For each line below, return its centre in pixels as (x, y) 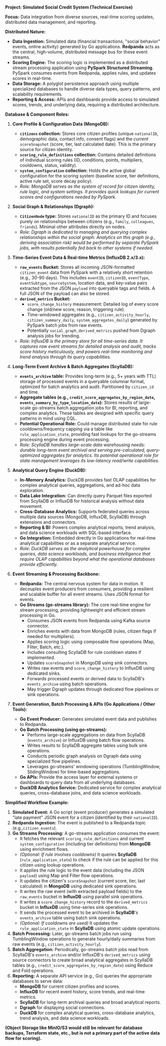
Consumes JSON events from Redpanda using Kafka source (89, 620)
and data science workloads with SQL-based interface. (76, 533)
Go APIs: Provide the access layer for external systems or (79, 777)
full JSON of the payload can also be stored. (65, 293)
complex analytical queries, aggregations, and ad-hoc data (80, 485)
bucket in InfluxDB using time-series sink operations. (74, 907)
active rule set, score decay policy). (56, 181)
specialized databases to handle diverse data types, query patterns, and (86, 89)
